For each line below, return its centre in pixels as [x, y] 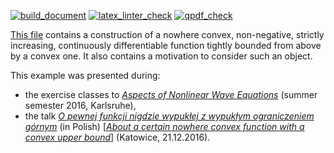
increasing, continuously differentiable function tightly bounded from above [166, 45]
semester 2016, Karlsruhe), [80, 105]
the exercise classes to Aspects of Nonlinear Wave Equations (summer [171, 94]
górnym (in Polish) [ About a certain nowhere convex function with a [164, 126]
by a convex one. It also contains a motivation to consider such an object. [161, 56]
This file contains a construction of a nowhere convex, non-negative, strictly [167, 34]
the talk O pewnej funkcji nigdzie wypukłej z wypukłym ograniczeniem [169, 116]
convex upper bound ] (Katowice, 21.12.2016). [117, 137]
